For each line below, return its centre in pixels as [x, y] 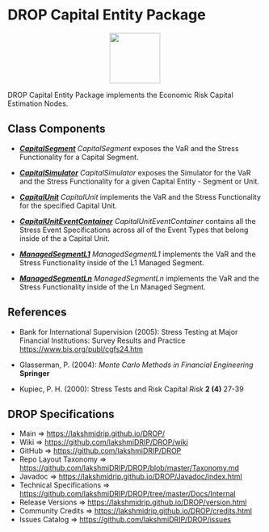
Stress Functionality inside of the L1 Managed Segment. [111, 262]
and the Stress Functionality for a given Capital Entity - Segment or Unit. [139, 181]
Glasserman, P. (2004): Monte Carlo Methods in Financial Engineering [136, 365]
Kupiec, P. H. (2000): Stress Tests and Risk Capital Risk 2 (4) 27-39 [131, 389]
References [37, 312]
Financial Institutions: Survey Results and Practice [102, 340]
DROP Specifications [61, 414]
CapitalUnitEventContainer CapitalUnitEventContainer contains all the [137, 221]
